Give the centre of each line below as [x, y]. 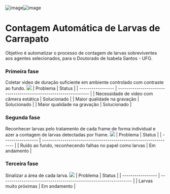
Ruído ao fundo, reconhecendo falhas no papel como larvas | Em [88, 145]
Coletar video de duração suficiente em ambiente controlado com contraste [84, 82]
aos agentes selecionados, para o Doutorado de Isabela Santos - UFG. [79, 58]
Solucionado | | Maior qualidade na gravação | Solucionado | [69, 105]
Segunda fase [23, 118]
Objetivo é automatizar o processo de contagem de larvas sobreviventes [81, 53]
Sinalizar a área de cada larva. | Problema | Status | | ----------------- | [82, 175]
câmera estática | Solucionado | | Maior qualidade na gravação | [72, 99]
